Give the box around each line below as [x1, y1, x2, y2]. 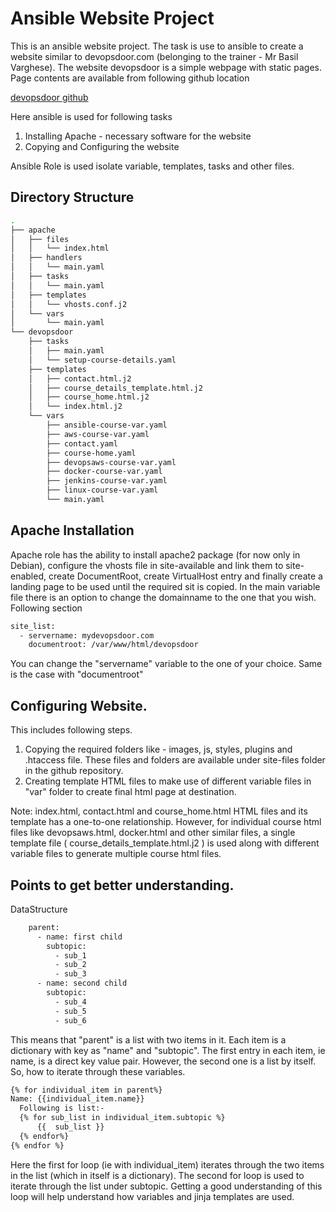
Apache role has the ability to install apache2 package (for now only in [10, 548, 301, 561]
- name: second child [36, 978, 128, 989]
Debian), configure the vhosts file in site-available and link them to [10, 559, 284, 571]
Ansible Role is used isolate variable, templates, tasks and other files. [10, 160, 295, 172]
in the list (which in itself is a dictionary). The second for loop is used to [10, 1169, 305, 1181]
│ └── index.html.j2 [28, 402, 123, 412]
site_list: [10, 621, 56, 631]
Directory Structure [10, 189, 135, 206]
